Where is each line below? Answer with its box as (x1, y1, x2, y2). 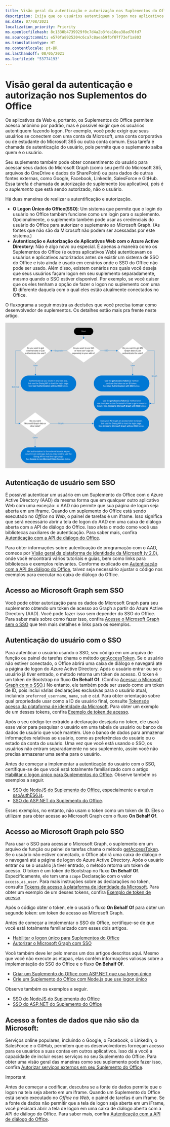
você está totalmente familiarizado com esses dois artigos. (5, 925, 128, 931)
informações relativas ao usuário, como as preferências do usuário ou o (5, 734, 155, 741)
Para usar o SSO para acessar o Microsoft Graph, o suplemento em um (5, 841, 153, 847)
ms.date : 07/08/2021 (5, 19, 49, 24)
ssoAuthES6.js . (12, 792, 44, 798)
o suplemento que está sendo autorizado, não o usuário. (5, 186, 123, 192)
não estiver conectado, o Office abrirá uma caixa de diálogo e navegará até (5, 660, 163, 666)
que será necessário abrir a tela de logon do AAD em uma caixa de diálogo (5, 518, 161, 524)
